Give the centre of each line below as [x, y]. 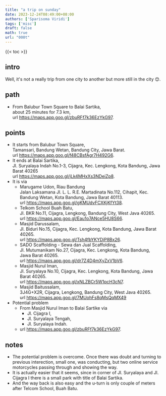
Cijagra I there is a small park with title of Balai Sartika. [68, 378]
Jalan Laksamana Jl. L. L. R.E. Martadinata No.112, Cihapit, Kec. [84, 192]
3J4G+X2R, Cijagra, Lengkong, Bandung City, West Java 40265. [85, 292]
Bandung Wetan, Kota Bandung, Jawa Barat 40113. [71, 198]
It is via [20, 182]
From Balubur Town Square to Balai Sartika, [56, 107]
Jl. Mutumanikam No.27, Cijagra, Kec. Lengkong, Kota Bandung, [85, 250]
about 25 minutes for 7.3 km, [41, 112]
